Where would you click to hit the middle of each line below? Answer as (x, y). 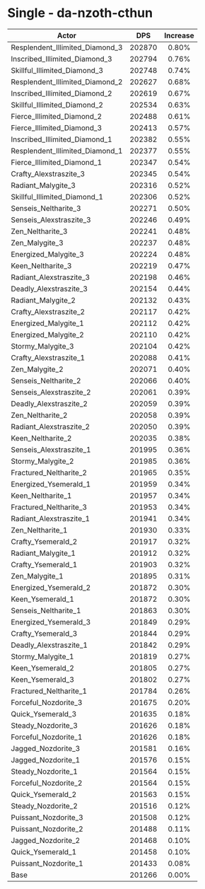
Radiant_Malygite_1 (43, 553)
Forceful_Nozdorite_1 (47, 737)
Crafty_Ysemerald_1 (44, 564)
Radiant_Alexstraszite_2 (51, 426)
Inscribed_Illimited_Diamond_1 (61, 139)
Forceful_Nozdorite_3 (47, 702)
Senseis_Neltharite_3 (46, 208)
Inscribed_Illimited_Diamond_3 (61, 59)
